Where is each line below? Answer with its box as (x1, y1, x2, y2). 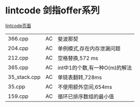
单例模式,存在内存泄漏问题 (57, 45, 121, 52)
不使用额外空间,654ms (57, 83, 112, 90)
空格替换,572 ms (57, 54, 99, 61)
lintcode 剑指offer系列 (5, 5, 100, 16)
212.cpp (8, 54, 29, 61)
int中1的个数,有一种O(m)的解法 (57, 64, 132, 71)
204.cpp (8, 45, 29, 52)
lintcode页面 (5, 23, 32, 29)
